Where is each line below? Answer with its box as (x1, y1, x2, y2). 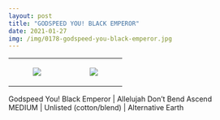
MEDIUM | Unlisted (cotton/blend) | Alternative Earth (8, 103, 184, 113)
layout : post (8, 11, 53, 20)
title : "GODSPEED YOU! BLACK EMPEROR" (8, 19, 140, 28)
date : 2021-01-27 (8, 27, 67, 35)
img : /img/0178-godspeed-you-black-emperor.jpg (8, 34, 173, 43)
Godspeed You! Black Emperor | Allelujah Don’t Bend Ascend (8, 94, 213, 104)
